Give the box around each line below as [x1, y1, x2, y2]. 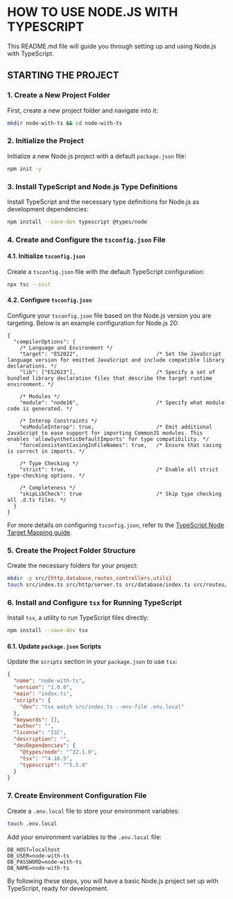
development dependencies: [7, 204, 89, 213]
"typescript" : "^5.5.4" [19, 761, 89, 768]
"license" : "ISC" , [13, 729, 67, 736]
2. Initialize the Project [7, 136, 85, 146]
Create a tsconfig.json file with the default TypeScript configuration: [7, 267, 205, 275]
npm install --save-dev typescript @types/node [7, 218, 148, 225]
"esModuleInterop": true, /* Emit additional [19, 423, 213, 431]
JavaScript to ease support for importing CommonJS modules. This [7, 430, 203, 437]
